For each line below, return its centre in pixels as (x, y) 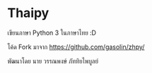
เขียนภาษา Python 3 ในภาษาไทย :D (52, 33)
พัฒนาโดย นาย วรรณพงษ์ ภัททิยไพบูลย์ (53, 61)
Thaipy (28, 13)
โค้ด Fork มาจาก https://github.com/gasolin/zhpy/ (76, 47)
